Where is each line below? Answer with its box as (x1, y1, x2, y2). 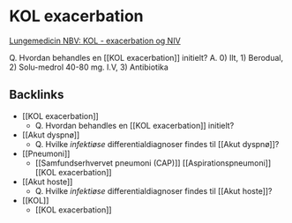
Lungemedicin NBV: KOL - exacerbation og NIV (9, 35, 181, 46)
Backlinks (9, 87, 64, 102)
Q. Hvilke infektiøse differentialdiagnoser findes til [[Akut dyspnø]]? (34, 138, 280, 149)
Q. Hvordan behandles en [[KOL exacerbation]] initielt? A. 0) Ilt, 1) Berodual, (9, 52, 284, 63)
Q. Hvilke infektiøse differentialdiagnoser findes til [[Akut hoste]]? (34, 185, 273, 196)
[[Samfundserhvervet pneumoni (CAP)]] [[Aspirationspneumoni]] (34, 157, 272, 168)
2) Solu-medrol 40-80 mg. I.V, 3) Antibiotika (9, 62, 169, 72)
